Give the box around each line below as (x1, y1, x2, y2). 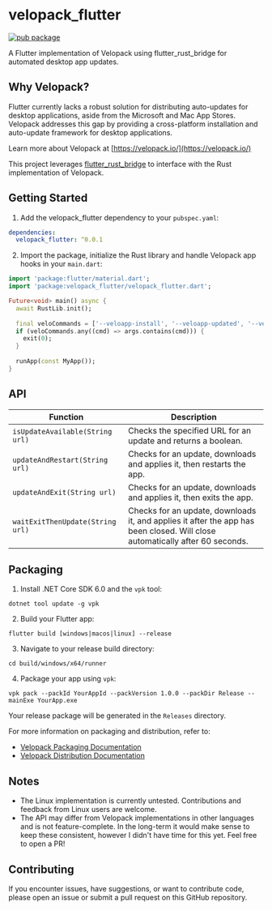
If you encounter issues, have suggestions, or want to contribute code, (8, 884, 244, 894)
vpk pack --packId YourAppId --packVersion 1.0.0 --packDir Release (8, 690, 244, 698)
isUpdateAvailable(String (12, 427, 113, 436)
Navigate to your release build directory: (19, 644, 155, 654)
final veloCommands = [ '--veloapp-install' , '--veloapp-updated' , (15, 319, 244, 327)
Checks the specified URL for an (128, 425, 252, 436)
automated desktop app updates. (8, 57, 119, 66)
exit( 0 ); (23, 335, 53, 343)
